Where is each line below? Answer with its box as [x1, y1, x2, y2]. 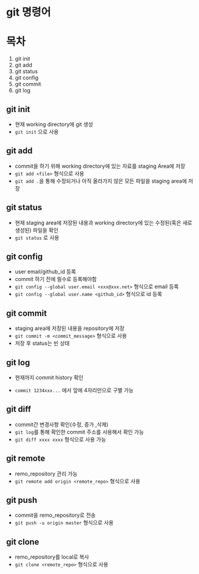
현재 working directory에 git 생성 [14, 121, 94, 128]
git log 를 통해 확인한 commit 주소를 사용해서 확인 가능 [14, 428, 144, 436]
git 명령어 [6, 5, 51, 19]
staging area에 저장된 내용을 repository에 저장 [14, 325, 125, 332]
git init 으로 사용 [14, 128, 59, 135]
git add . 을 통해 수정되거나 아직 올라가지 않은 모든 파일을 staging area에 [14, 177, 187, 184]
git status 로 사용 [14, 234, 60, 241]
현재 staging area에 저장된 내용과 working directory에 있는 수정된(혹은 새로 [14, 219, 192, 226]
